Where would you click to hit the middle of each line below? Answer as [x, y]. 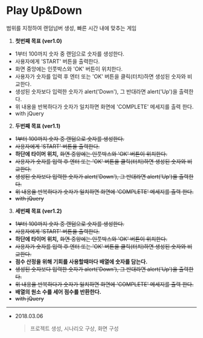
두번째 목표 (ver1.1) [38, 126]
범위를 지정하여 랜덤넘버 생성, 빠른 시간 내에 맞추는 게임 [72, 28]
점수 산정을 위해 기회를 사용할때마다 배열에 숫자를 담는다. [81, 261]
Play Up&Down [44, 11]
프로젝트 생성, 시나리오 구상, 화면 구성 [74, 328]
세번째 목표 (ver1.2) [38, 211]
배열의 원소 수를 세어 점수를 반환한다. [58, 291]
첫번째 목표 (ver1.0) [38, 41]
